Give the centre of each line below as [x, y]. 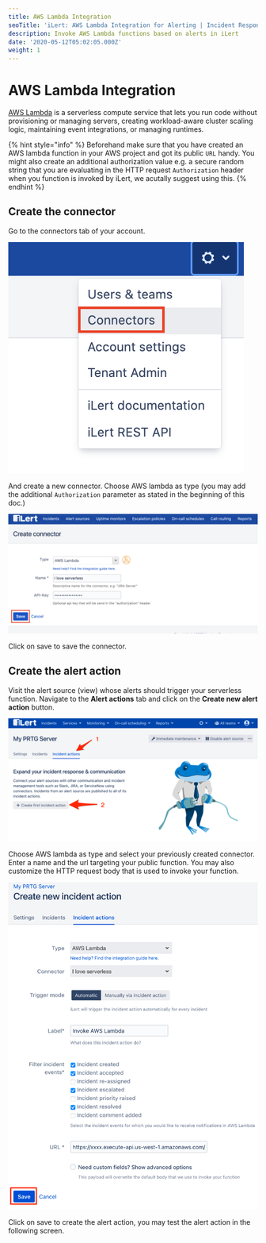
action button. [32, 707]
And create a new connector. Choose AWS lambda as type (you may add [127, 486]
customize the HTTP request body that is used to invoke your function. [123, 871]
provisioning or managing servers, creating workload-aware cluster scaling [131, 121]
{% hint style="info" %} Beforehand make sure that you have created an [126, 145]
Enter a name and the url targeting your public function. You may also [122, 862]
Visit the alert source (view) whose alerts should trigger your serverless [125, 690]
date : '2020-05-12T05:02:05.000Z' [65, 42]
